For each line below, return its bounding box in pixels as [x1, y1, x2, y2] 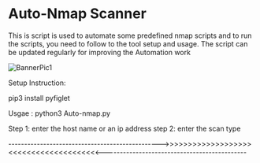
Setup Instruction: [8, 78, 66, 87]
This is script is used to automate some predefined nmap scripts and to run [8, 31, 252, 40]
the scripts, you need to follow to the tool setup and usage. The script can [8, 39, 248, 48]
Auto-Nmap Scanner [8, 5, 147, 23]
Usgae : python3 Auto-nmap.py [8, 108, 111, 118]
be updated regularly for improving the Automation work [8, 47, 191, 57]
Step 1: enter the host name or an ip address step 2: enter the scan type [8, 124, 241, 133]
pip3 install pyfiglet [8, 93, 71, 102]
